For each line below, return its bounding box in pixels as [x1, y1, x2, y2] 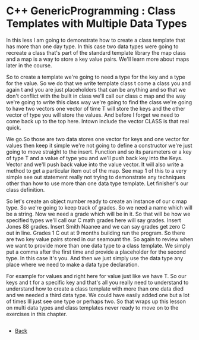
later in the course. [6, 61, 52, 69]
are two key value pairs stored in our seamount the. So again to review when [6, 235, 194, 242]
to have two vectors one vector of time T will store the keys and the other [6, 105, 185, 112]
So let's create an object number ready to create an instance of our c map [6, 198, 187, 205]
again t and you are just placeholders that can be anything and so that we [6, 86, 186, 93]
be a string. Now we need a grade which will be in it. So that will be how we [6, 210, 191, 217]
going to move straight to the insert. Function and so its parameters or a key [6, 148, 192, 155]
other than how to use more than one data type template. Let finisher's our [6, 180, 189, 187]
